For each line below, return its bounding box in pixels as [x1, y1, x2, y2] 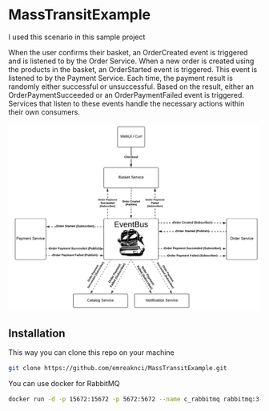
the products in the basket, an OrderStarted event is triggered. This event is [8, 64, 258, 74]
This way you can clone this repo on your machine [8, 348, 175, 357]
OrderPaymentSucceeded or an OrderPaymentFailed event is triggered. [8, 90, 244, 99]
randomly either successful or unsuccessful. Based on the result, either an [8, 82, 255, 91]
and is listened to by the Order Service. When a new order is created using [8, 56, 255, 66]
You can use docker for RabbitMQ [8, 379, 120, 389]
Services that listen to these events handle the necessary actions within [8, 99, 245, 108]
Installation [8, 326, 66, 340]
